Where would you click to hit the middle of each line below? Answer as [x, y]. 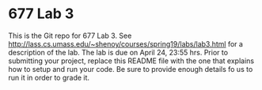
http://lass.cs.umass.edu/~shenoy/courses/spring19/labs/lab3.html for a [126, 43]
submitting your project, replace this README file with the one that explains [131, 61]
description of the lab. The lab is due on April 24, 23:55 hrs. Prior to [118, 52]
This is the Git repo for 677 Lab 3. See [70, 36]
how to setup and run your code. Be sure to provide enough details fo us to [131, 69]
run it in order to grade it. [49, 77]
